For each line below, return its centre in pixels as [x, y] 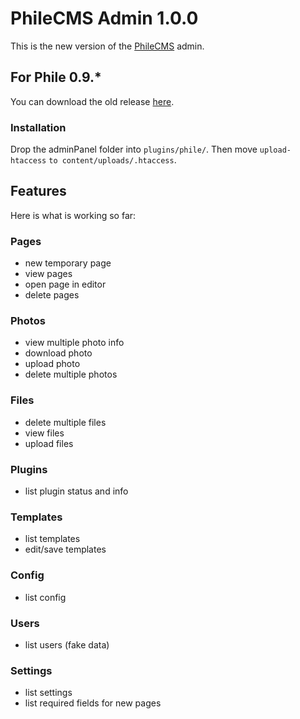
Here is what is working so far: [73, 215]
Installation [38, 127]
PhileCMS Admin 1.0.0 [104, 18]
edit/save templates [65, 549]
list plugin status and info [76, 491]
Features [38, 191]
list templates [52, 539]
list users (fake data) [67, 644]
